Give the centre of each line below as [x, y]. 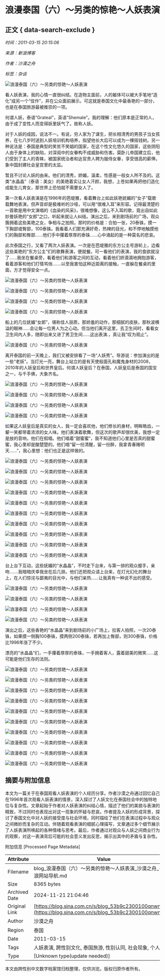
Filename [18, 872]
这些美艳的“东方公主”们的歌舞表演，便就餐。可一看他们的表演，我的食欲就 [80, 251]
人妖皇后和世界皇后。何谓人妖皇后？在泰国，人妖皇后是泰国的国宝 [90, 368]
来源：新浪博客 [20, 53]
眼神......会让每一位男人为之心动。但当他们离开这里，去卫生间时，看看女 [86, 328]
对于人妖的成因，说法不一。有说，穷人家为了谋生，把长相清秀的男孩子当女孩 [82, 134]
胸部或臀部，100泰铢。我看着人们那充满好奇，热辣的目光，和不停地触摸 [82, 229]
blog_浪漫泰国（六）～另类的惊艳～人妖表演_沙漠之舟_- [98, 868]
